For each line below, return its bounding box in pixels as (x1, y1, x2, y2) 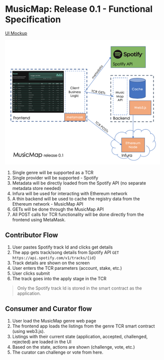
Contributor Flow (5, 231, 58, 240)
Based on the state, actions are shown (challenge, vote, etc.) (12, 344, 135, 350)
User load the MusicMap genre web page (12, 318, 97, 324)
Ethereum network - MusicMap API (12, 201, 83, 207)
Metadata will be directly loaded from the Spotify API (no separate (12, 180, 146, 186)
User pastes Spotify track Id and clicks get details (12, 244, 113, 250)
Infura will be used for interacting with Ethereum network (12, 191, 128, 197)
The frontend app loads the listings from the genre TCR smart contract (12, 323, 155, 329)
